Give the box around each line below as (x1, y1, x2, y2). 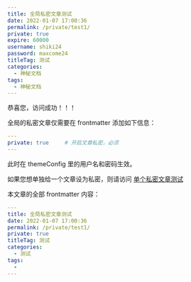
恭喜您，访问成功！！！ (7, 104, 76, 112)
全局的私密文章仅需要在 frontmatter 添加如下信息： (7, 119, 156, 127)
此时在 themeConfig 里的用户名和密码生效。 (7, 159, 136, 168)
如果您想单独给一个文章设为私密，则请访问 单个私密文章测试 (7, 175, 183, 183)
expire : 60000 (7, 37, 50, 44)
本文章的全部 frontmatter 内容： (7, 190, 100, 198)
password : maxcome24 (7, 50, 69, 58)
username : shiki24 (7, 43, 62, 50)
